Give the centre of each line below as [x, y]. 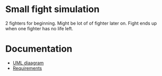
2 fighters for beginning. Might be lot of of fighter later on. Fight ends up [81, 23]
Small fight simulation [52, 9]
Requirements [27, 68]
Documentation [39, 49]
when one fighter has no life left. [39, 28]
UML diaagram [28, 63]
